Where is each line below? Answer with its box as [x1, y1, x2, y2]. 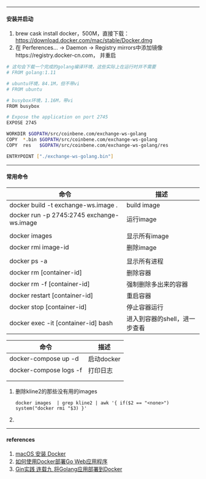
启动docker [88, 355, 121, 363]
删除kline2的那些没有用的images [15, 387, 97, 395]
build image [126, 200, 161, 209]
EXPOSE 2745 [6, 120, 37, 126]
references [6, 436, 36, 443]
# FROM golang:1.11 [6, 70, 56, 76]
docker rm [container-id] [9, 268, 82, 276]
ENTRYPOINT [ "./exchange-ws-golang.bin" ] [6, 153, 114, 159]
